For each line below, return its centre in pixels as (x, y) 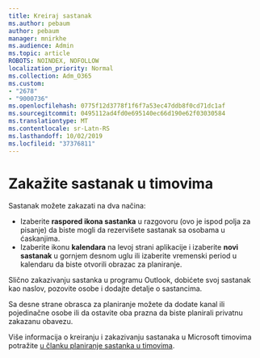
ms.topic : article (39, 53)
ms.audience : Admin (41, 46)
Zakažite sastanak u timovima (111, 183)
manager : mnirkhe (38, 38)
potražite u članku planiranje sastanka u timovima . (92, 346)
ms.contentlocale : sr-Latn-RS (59, 128)
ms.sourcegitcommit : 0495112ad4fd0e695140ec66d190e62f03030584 (117, 114)
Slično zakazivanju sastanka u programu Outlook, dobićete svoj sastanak (130, 280)
